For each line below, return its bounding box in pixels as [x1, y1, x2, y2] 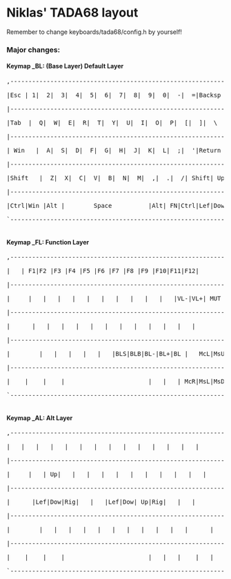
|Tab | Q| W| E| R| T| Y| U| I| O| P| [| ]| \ [6, 119, 218, 127]
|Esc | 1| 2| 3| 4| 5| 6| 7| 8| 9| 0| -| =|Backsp [6, 91, 221, 99]
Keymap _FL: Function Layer [6, 238, 90, 246]
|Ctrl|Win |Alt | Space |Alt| [6, 202, 167, 210]
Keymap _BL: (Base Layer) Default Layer [6, 62, 124, 70]
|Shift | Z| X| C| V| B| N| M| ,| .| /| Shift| [6, 174, 214, 182]
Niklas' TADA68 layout [6, 5, 139, 21]
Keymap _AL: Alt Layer [6, 413, 73, 422]
